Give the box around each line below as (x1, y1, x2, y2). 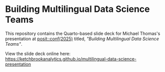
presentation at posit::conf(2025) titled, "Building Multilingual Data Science (5, 36, 159, 42)
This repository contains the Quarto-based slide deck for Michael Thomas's (5, 30, 161, 36)
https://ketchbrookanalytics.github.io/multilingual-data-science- (5, 56, 137, 62)
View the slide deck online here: (5, 51, 71, 57)
